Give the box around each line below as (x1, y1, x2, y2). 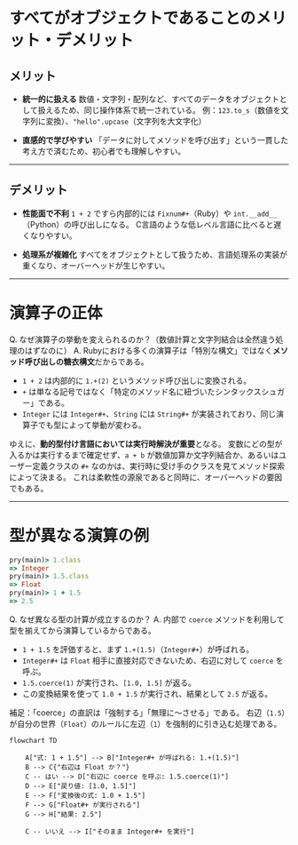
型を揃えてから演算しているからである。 (9, 625, 157, 635)
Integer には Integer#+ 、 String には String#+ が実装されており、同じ (21, 408, 277, 419)
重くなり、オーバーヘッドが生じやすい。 (21, 259, 170, 271)
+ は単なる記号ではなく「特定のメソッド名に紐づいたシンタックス (21, 386, 262, 396)
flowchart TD (9, 736, 58, 745)
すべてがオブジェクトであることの (9, 8, 256, 28)
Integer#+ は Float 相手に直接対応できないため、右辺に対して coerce (21, 655, 274, 666)
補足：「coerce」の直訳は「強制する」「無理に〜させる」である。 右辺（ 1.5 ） (9, 707, 286, 718)
